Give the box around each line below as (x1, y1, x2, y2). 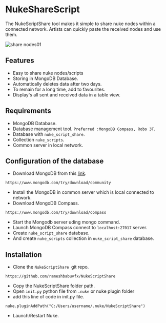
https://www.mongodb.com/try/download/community (5, 180, 111, 186)
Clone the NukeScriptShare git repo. (12, 264, 89, 270)
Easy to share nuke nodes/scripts (12, 70, 84, 76)
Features (5, 56, 34, 65)
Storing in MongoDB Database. (12, 75, 78, 82)
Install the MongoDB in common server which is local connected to (12, 189, 155, 195)
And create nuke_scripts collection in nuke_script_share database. (12, 235, 155, 241)
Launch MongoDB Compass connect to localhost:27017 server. (12, 225, 148, 231)
